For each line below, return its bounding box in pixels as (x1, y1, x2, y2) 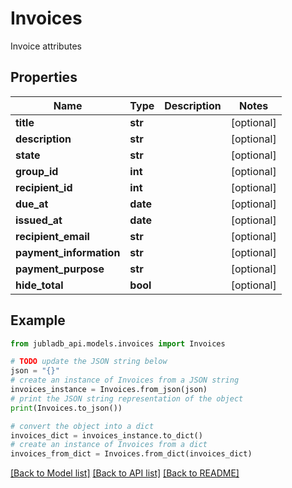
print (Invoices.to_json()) (10, 403, 123, 413)
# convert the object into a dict (10, 421, 155, 431)
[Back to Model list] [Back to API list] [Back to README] (10, 467, 240, 479)
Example (10, 312, 66, 329)
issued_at (15, 213, 63, 227)
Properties (10, 69, 78, 86)
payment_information (15, 245, 121, 259)
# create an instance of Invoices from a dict (10, 440, 208, 450)
